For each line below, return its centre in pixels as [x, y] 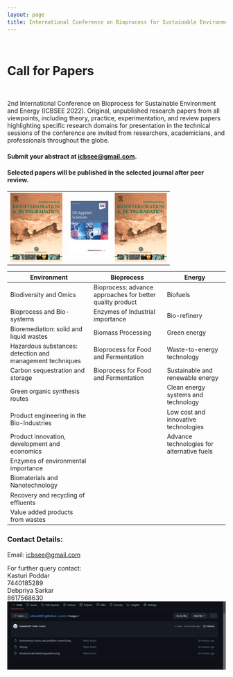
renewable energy [193, 378]
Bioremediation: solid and [46, 329]
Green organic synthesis [45, 391]
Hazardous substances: [44, 346]
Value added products [42, 512]
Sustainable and [190, 371]
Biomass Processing [122, 333]
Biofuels [179, 295]
